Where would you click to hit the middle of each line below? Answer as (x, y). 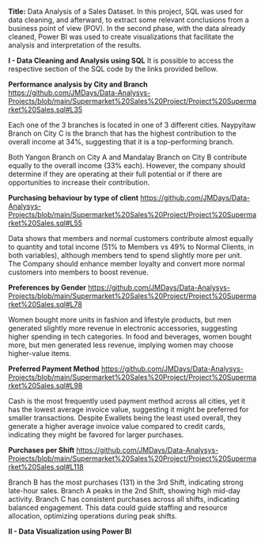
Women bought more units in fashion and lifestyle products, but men (120, 320)
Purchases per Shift (42, 450)
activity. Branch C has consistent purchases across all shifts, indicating (124, 499)
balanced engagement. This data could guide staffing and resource (118, 508)
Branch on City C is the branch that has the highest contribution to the (123, 133)
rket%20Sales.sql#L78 (45, 304)
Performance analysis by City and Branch (78, 84)
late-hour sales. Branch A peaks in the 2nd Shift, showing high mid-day (125, 490)
